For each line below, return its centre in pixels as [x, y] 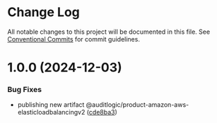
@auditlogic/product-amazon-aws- [137, 105]
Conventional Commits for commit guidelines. [74, 39]
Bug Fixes [25, 90]
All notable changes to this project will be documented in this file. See [109, 32]
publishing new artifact [51, 105]
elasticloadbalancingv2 [51, 112]
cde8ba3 [102, 112]
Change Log [43, 12]
